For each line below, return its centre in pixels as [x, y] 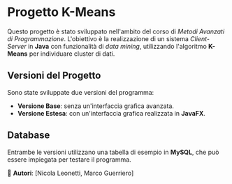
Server [17, 46]
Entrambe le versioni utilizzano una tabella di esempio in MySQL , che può [113, 152]
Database [29, 136]
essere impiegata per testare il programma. [69, 159]
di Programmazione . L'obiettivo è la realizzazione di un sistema [98, 38]
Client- [200, 38]
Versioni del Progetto [54, 76]
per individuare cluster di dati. [72, 54]
